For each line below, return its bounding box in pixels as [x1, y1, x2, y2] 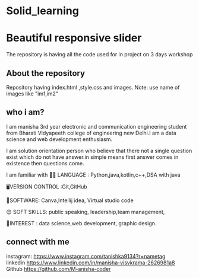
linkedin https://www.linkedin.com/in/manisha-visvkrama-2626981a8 [6, 259, 175, 266]
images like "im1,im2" [6, 90, 58, 97]
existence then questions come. [6, 159, 84, 167]
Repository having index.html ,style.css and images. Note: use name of [6, 84, 180, 91]
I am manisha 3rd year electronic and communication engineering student [6, 123, 187, 130]
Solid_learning [6, 4, 79, 18]
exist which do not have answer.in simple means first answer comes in [6, 153, 179, 161]
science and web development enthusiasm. [6, 135, 113, 143]
